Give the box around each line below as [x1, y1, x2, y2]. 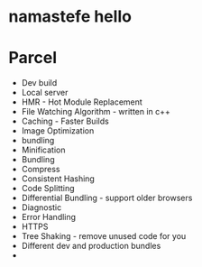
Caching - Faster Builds [21, 115, 109, 127]
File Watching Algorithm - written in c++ [21, 106, 170, 117]
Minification [21, 144, 66, 155]
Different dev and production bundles [21, 241, 161, 252]
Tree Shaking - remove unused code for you [21, 231, 187, 242]
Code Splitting [21, 183, 75, 194]
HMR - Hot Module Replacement [21, 97, 143, 107]
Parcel [8, 48, 58, 69]
